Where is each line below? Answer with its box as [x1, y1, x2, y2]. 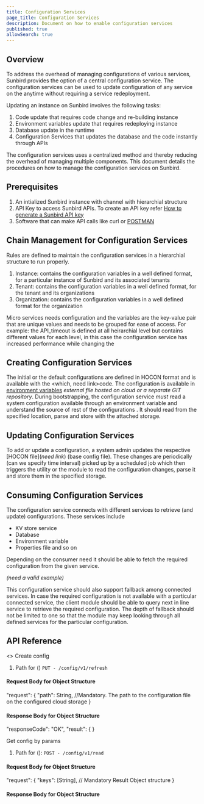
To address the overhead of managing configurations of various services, [6, 70, 191, 77]
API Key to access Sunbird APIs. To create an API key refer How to [15, 204, 182, 212]
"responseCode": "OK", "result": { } [6, 725, 95, 733]
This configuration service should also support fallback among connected [6, 586, 192, 593]
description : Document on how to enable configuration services [6, 20, 173, 26]
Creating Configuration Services [6, 357, 133, 368]
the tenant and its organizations [15, 289, 95, 296]
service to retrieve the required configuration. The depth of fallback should [6, 605, 194, 612]
